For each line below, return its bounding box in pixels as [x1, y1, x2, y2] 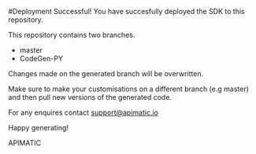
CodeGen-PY [19, 54, 63, 63]
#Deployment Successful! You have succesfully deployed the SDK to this [8, 7, 246, 16]
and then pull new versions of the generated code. [8, 93, 172, 101]
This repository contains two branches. [8, 31, 135, 39]
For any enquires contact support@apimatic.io [8, 108, 159, 117]
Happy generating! [8, 123, 69, 132]
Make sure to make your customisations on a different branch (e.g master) [8, 84, 250, 93]
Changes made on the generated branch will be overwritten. [8, 69, 203, 78]
